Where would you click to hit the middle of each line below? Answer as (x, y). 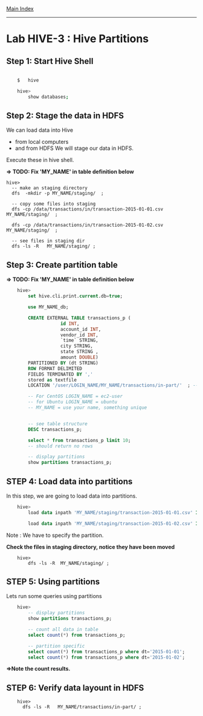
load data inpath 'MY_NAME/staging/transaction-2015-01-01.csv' (111, 513)
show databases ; (48, 97)
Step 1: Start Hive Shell (50, 61)
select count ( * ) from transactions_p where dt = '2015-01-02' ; (107, 657)
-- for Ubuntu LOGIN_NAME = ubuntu (73, 402)
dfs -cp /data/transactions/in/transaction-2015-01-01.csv (88, 209)
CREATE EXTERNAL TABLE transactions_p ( (79, 318)
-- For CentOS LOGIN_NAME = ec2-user (75, 396)
